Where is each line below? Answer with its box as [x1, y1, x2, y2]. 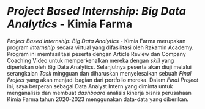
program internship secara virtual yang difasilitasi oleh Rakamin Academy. [7, 44, 194, 51]
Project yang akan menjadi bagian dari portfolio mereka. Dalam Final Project [7, 76, 198, 83]
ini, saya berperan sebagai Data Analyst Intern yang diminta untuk [7, 82, 173, 90]
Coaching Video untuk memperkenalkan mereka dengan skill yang [7, 57, 174, 64]
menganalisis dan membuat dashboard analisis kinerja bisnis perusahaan [7, 89, 192, 96]
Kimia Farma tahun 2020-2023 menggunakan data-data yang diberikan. [7, 96, 189, 103]
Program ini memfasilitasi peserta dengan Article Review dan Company [7, 50, 186, 57]
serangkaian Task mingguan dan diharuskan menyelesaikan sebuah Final [7, 69, 192, 77]
